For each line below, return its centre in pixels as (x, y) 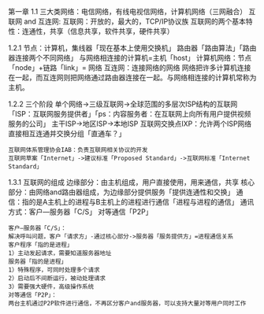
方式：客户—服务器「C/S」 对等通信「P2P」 (80, 212)
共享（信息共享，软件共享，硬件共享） (112, 31)
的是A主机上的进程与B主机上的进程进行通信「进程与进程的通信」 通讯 (141, 202)
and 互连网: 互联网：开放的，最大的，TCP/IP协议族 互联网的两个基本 (135, 21)
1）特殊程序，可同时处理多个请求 (54, 270)
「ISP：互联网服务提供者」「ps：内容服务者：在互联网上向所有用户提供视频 (130, 114)
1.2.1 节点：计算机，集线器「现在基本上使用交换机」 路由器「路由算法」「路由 (132, 48)
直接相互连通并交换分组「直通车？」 (67, 133)
